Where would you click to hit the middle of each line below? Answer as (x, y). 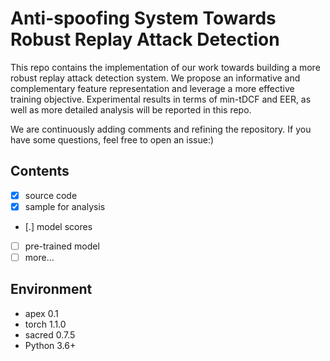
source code (51, 195)
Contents (40, 171)
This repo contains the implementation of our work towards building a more (165, 67)
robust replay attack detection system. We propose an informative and (155, 78)
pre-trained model (62, 246)
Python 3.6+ (50, 345)
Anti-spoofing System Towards (143, 18)
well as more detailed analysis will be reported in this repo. (131, 109)
